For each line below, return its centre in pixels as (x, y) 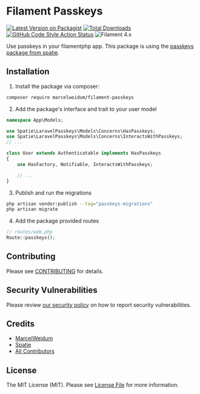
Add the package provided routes (57, 221)
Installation (28, 72)
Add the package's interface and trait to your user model (86, 109)
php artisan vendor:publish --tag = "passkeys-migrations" (80, 204)
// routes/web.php (29, 232)
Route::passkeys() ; (31, 238)
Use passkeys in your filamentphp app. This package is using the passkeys (100, 46)
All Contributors (35, 351)
